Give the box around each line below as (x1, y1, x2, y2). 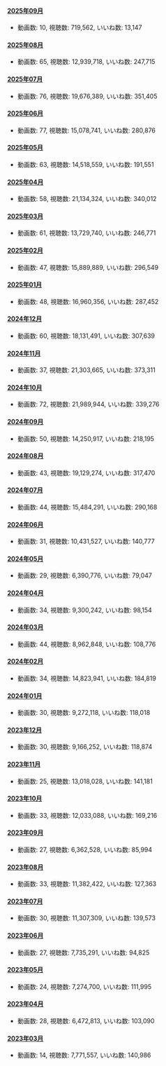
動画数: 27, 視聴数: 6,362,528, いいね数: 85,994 (17, 845, 153, 854)
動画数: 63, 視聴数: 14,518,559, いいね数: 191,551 (17, 160, 155, 169)
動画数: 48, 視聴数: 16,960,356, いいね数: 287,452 (17, 297, 159, 306)
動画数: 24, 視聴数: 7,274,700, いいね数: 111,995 (17, 982, 152, 991)
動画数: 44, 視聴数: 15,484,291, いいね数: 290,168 (17, 503, 158, 512)
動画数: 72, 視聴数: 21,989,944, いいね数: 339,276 (17, 400, 160, 409)
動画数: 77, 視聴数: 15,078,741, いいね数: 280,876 (17, 126, 156, 135)
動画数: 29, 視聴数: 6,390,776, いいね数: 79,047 (17, 571, 152, 580)
